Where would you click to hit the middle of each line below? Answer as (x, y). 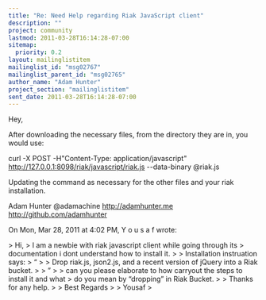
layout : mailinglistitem (49, 60)
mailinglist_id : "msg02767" (55, 67)
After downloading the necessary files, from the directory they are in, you (128, 135)
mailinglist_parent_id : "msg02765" (67, 75)
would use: (26, 143)
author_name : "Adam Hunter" (55, 82)
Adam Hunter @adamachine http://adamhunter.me (91, 206)
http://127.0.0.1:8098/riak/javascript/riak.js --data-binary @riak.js (114, 167)
